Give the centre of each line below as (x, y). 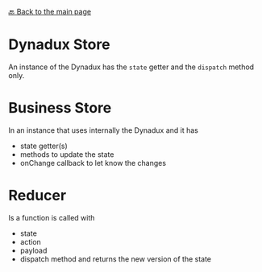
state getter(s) (44, 146)
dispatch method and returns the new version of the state (116, 259)
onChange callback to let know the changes (93, 163)
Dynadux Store (59, 45)
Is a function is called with (52, 217)
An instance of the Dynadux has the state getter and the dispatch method (131, 67)
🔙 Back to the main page (50, 12)
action (31, 241)
